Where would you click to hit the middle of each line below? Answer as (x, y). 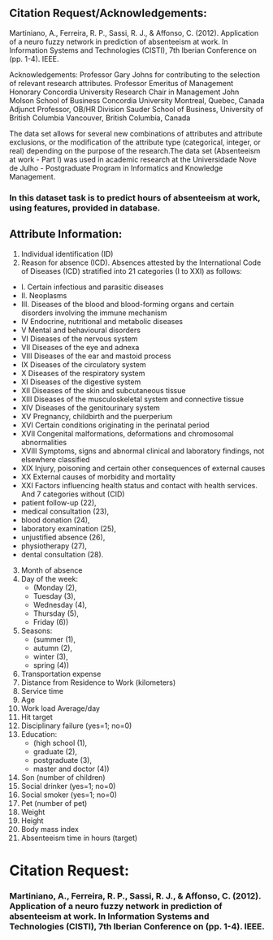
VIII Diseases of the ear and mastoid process (96, 356)
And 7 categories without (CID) (73, 494)
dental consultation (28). (62, 554)
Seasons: (37, 630)
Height (32, 821)
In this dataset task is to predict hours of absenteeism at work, (135, 197)
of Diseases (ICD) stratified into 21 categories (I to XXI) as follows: (131, 271)
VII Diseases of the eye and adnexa (80, 347)
